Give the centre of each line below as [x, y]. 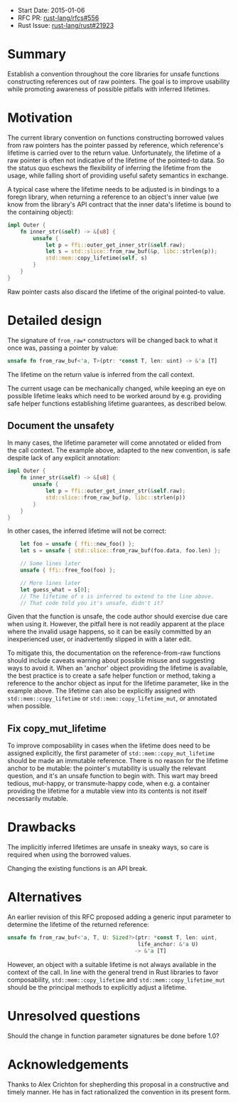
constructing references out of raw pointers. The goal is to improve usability [119, 81]
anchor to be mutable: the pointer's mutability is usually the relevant [107, 768]
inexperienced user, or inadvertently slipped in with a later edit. [99, 639]
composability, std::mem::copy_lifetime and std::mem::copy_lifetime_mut [117, 980]
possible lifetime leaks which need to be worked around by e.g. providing [114, 395]
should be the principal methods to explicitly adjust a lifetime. [97, 987]
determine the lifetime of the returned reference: [78, 925]
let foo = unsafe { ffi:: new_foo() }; [77, 544]
